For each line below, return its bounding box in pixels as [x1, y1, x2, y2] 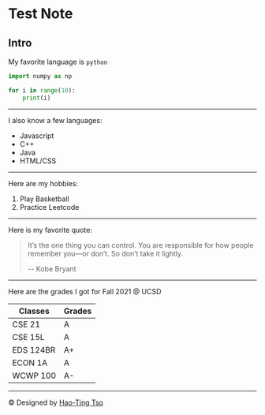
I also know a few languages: [8, 115, 103, 125]
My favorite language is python [8, 57, 108, 66]
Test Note [8, 5, 73, 23]
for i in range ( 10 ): [8, 86, 77, 95]
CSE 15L [12, 331, 45, 342]
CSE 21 [12, 319, 41, 330]
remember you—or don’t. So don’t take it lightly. [27, 249, 184, 258]
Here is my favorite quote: [8, 225, 93, 234]
